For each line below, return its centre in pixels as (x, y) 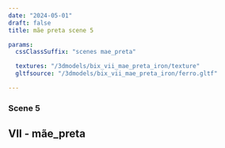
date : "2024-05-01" (40, 15)
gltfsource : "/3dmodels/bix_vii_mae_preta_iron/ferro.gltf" (116, 74)
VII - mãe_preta (47, 134)
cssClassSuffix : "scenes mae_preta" (76, 52)
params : (21, 44)
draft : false (30, 23)
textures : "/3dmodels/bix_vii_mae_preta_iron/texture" (108, 66)
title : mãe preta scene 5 (51, 30)
